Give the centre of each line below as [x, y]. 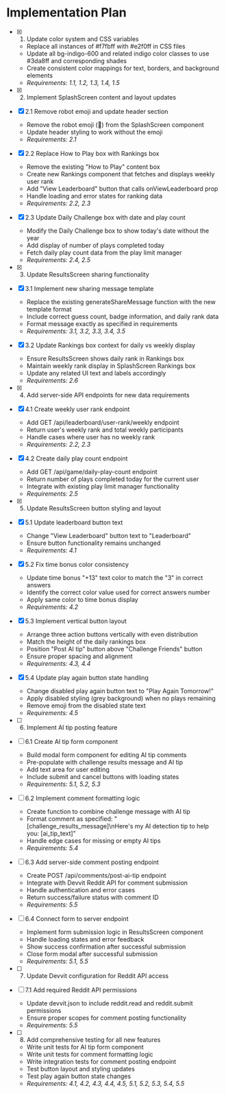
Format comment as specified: [70, 819]
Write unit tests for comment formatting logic [90, 1054]
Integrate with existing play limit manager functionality [103, 486]
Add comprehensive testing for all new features [93, 1039]
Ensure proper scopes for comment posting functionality [106, 1018]
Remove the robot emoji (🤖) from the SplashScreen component [115, 124]
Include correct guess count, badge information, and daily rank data [123, 316]
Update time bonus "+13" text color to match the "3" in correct [115, 577]
